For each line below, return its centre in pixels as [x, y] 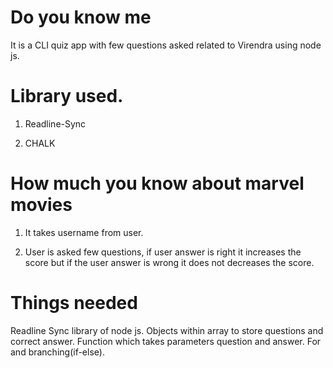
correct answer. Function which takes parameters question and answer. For [166, 341]
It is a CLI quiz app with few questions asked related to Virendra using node [166, 45]
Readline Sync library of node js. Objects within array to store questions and [167, 330]
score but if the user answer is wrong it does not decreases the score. [169, 262]
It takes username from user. [84, 232]
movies [41, 205]
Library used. [67, 96]
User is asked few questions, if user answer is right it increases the [163, 252]
